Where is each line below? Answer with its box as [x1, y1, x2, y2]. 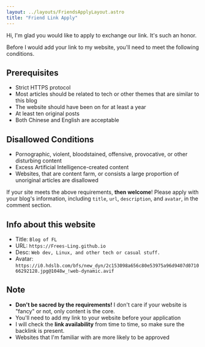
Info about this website [6, 219, 96, 230]
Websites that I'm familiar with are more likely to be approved [15, 334, 170, 341]
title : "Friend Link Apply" [6, 15, 78, 21]
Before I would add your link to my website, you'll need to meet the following [6, 44, 199, 51]
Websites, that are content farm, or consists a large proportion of [15, 170, 179, 178]
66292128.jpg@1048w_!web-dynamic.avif [15, 268, 114, 274]
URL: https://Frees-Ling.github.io [15, 242, 106, 249]
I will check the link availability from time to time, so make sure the [15, 320, 185, 328]
